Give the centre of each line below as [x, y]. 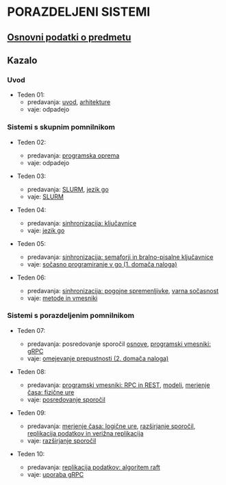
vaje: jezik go [46, 230]
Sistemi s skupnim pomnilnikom [61, 127]
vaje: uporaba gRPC [55, 474]
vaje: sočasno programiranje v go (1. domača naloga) [102, 264]
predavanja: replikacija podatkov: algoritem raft [93, 467]
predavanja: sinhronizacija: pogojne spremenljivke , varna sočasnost [123, 290]
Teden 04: [32, 210]
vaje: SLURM [45, 197]
